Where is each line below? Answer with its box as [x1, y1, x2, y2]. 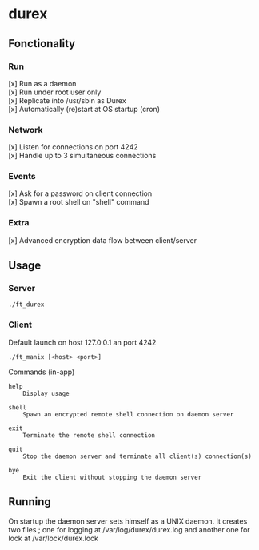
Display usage [22, 389, 70, 397]
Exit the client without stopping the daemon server [22, 473, 202, 481]
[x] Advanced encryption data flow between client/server [8, 235, 197, 245]
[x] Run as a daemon [8, 78, 77, 88]
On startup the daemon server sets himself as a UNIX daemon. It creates [8, 516, 248, 526]
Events [8, 171, 36, 182]
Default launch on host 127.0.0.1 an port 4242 [8, 337, 157, 347]
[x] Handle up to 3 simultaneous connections [8, 151, 157, 161]
